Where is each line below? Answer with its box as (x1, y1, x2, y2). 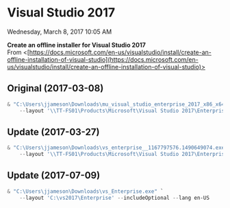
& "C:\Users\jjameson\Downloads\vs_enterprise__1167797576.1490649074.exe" (7, 144, 228, 152)
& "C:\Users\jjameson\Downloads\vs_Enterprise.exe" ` (7, 187, 164, 195)
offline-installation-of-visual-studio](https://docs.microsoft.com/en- (7, 55, 199, 63)
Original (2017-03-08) (7, 82, 104, 94)
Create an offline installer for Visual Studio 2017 (7, 41, 146, 49)
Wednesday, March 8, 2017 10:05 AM (7, 27, 112, 36)
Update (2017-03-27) (7, 126, 100, 138)
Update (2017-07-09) (7, 170, 101, 181)
